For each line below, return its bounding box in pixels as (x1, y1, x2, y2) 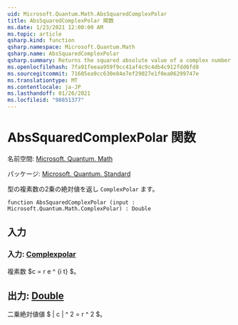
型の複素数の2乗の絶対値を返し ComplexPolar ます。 (7, 185, 159, 193)
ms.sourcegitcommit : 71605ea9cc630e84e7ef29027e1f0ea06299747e (7, 70, 200, 77)
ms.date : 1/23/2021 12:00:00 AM (7, 24, 103, 31)
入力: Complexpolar (7, 249, 76, 259)
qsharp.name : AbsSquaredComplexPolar (7, 51, 120, 58)
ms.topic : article (7, 30, 62, 38)
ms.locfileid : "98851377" (7, 97, 84, 104)
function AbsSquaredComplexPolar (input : (7, 199, 135, 206)
